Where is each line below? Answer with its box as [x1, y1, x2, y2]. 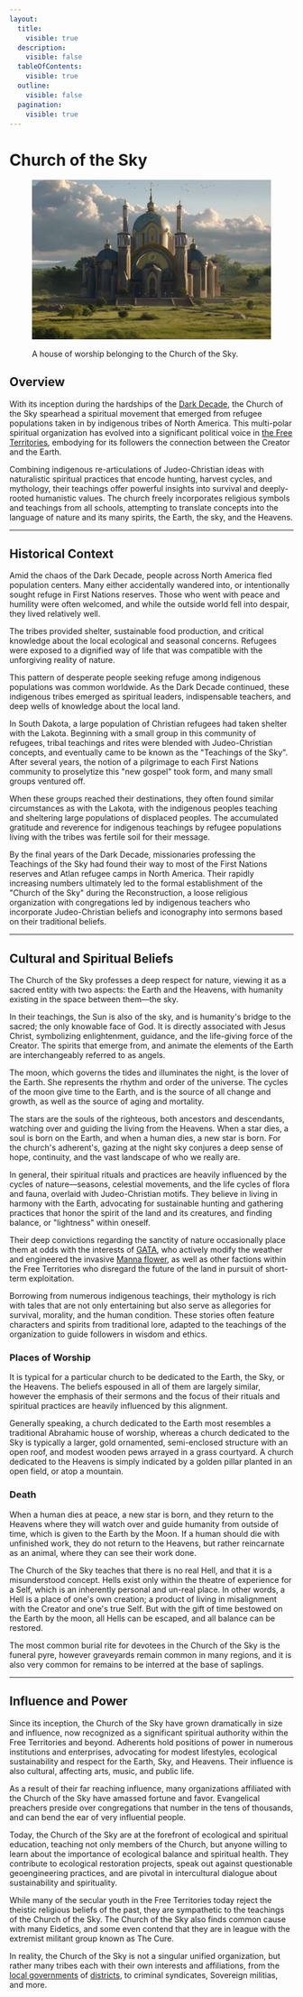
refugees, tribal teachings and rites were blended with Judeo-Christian [9, 738, 273, 749]
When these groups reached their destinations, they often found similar [9, 794, 274, 805]
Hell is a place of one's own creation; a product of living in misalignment [9, 1593, 278, 1605]
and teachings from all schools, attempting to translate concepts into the [9, 502, 279, 513]
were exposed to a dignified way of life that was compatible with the [9, 645, 263, 656]
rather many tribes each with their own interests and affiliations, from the [9, 1960, 280, 1971]
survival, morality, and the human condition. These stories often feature [9, 1310, 275, 1321]
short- [264, 1264, 289, 1275]
